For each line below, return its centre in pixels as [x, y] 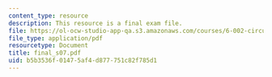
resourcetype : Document [49, 46]
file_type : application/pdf [56, 38]
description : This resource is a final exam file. [96, 23]
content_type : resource [49, 16]
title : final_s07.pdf [45, 53]
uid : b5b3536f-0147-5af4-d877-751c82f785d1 [83, 61]
